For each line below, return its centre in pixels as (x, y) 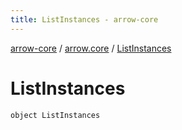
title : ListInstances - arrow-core (84, 19)
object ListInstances (55, 115)
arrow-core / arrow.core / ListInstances (91, 48)
